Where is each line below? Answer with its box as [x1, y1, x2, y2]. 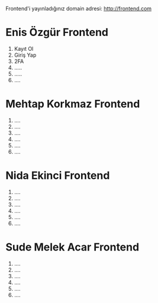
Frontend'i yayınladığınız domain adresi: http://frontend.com [5, 5, 152, 12]
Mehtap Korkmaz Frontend [5, 97, 140, 111]
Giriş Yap [14, 51, 37, 58]
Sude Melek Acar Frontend [5, 240, 140, 253]
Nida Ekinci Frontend [5, 169, 110, 183]
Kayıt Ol [14, 45, 34, 52]
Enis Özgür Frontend [5, 26, 109, 39]
